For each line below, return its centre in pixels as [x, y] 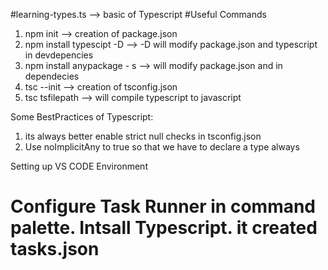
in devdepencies [59, 55]
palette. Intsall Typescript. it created [164, 228]
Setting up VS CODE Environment [79, 166]
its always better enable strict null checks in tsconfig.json [143, 136]
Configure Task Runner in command [163, 206]
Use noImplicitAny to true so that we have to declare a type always [162, 147]
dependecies [52, 76]
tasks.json [55, 249]
